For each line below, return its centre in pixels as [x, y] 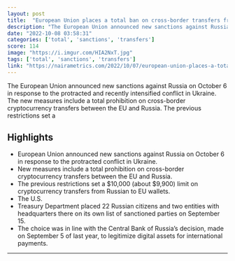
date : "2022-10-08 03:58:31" [50, 33]
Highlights [30, 137]
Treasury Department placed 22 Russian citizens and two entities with [118, 206]
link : [15, 66]
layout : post [26, 14]
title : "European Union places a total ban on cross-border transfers [114, 20]
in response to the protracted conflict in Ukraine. [87, 162]
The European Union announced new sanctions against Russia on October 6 [117, 85]
